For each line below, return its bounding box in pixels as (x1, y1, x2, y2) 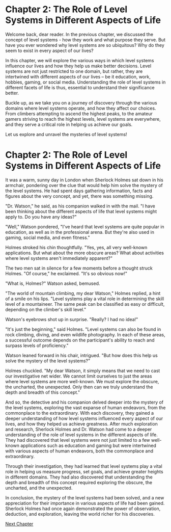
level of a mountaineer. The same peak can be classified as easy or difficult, (5, 301, 165, 307)
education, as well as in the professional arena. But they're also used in (5, 229, 154, 235)
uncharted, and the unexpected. (5, 485, 73, 491)
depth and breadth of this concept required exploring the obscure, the (5, 479, 153, 485)
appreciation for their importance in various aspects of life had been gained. (5, 500, 165, 506)
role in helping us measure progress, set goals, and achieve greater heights (5, 468, 164, 474)
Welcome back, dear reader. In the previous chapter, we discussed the (5, 31, 154, 37)
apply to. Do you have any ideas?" (5, 214, 77, 220)
